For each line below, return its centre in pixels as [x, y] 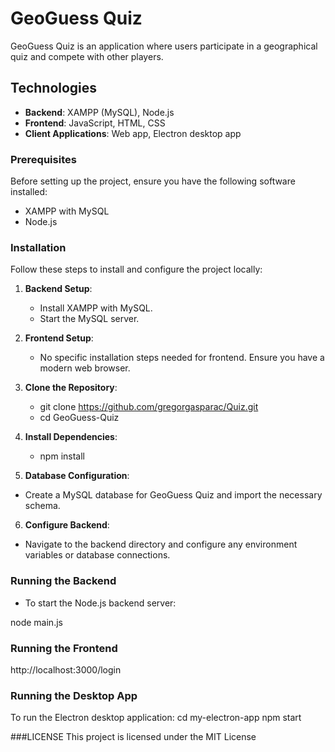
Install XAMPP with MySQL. [96, 308]
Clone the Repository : [71, 388]
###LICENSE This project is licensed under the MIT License [133, 737]
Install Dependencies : [71, 437]
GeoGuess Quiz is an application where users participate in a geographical [164, 46]
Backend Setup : [58, 289]
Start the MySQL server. [89, 319]
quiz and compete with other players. [87, 56]
